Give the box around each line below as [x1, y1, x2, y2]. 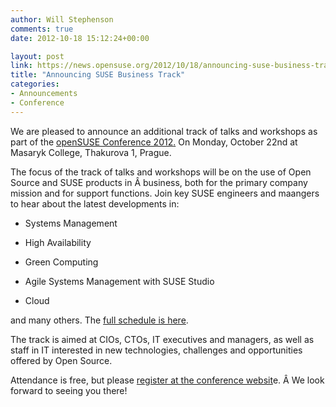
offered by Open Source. [10, 354, 113, 366]
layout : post [10, 51, 65, 61]
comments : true [10, 24, 74, 34]
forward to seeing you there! [10, 384, 128, 396]
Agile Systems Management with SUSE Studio [24, 275, 215, 287]
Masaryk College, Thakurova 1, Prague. [10, 146, 172, 158]
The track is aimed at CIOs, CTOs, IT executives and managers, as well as [10, 333, 315, 345]
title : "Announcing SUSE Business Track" [10, 70, 186, 80]
